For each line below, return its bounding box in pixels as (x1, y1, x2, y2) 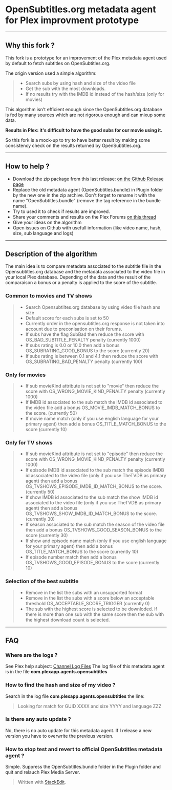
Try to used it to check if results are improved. (12, 208, 110, 215)
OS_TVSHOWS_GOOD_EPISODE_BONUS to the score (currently (25, 560, 160, 566)
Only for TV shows (5, 439, 53, 446)
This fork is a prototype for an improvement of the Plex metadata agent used (5, 55, 167, 61)
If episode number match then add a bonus (25, 554, 117, 560)
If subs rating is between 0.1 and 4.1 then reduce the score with (25, 353, 159, 359)
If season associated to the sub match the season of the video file (25, 521, 165, 528)
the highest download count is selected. (25, 616, 110, 623)
